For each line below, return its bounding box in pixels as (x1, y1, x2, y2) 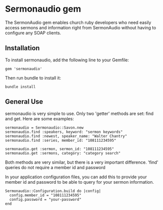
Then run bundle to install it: (5, 75, 61, 81)
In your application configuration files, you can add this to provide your (5, 174, 147, 180)
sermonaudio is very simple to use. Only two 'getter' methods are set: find (5, 111, 154, 116)
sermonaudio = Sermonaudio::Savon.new (5, 125, 84, 130)
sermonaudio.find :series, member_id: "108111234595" (5, 138, 117, 143)
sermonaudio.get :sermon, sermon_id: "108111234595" (5, 146, 114, 152)
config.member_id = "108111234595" (9, 192, 82, 198)
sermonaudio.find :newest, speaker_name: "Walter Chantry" (5, 134, 127, 138)
